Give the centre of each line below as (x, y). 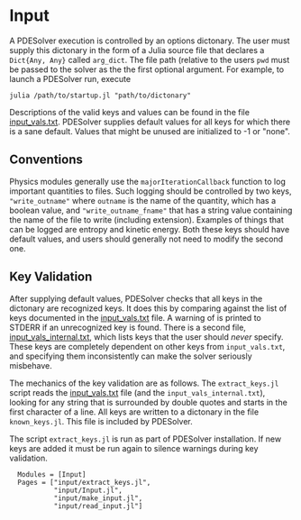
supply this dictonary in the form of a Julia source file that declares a (137, 50)
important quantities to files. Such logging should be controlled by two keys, (150, 191)
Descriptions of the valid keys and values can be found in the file (130, 112)
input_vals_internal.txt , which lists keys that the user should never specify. (146, 337)
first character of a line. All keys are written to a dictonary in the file (134, 412)
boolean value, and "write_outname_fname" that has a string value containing (151, 210)
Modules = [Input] (52, 474)
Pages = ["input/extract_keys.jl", (84, 482)
